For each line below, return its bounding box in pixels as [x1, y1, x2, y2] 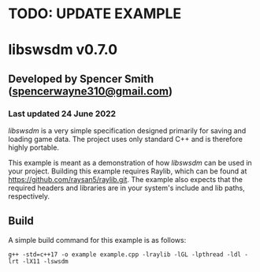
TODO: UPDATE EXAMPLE [8, 5, 182, 23]
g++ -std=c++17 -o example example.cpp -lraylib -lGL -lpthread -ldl [8, 250, 242, 259]
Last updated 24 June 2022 [8, 108, 117, 119]
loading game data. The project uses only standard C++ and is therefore [8, 135, 243, 144]
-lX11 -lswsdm [22, 257, 69, 265]
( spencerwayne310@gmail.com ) [8, 84, 173, 98]
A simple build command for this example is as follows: [8, 235, 187, 244]
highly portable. [8, 143, 59, 152]
